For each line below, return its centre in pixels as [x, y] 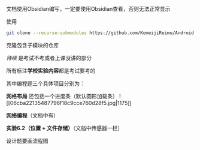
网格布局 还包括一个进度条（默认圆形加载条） [62, 96]
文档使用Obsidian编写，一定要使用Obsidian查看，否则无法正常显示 [88, 9]
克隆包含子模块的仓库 [32, 45]
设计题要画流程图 [27, 140]
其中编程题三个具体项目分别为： [46, 83]
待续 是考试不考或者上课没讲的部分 [49, 58]
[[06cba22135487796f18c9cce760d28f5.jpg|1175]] [69, 103]
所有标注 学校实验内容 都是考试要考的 [51, 70]
